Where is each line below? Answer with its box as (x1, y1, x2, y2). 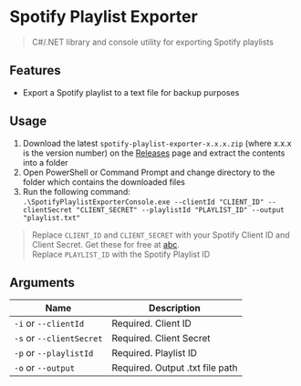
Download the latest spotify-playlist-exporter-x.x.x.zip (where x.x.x (22, 137, 292, 148)
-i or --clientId (14, 317, 85, 330)
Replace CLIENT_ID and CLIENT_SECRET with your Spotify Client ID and (31, 229, 290, 240)
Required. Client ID (111, 317, 192, 330)
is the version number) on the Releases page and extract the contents (22, 147, 285, 158)
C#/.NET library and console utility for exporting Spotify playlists (31, 36, 274, 47)
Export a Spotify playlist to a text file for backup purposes (22, 86, 240, 97)
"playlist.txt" (22, 213, 81, 222)
